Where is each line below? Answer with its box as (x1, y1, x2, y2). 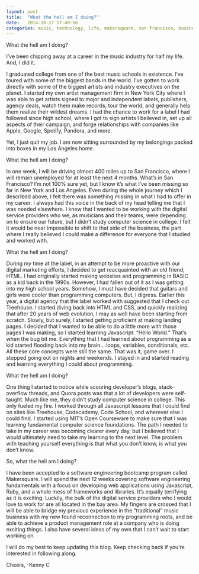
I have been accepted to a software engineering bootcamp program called (6, 469, 188, 476)
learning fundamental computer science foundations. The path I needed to (6, 421, 188, 428)
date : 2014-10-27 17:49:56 (6, 20, 78, 25)
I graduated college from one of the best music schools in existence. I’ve (6, 70, 184, 78)
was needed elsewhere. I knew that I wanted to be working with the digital (6, 205, 187, 213)
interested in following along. (6, 550, 77, 557)
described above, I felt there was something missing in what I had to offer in (6, 193, 191, 200)
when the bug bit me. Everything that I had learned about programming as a (6, 336, 191, 343)
